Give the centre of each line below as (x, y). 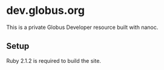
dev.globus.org (46, 11)
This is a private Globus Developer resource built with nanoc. (82, 27)
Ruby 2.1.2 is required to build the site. (54, 60)
